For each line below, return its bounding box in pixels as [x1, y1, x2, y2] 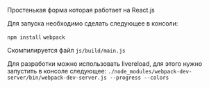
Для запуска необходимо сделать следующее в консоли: [7, 19, 178, 27]
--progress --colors [110, 74, 169, 81]
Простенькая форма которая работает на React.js [7, 6, 155, 14]
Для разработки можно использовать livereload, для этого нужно [7, 60, 203, 68]
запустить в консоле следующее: [7, 67, 107, 75]
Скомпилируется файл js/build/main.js [7, 46, 126, 54]
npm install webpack [7, 34, 65, 41]
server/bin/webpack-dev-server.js [7, 74, 108, 81]
